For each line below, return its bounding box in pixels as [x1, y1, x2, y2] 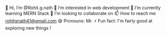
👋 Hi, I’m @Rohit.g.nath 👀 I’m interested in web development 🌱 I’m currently [5, 5, 161, 10]
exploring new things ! [5, 25, 51, 31]
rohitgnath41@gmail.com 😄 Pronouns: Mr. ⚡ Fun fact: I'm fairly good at [5, 18, 152, 23]
